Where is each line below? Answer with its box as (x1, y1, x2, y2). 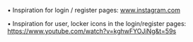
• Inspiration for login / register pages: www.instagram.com (7, 6, 180, 14)
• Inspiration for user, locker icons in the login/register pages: (7, 20, 187, 27)
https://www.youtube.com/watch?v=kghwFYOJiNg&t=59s (7, 27, 177, 35)
